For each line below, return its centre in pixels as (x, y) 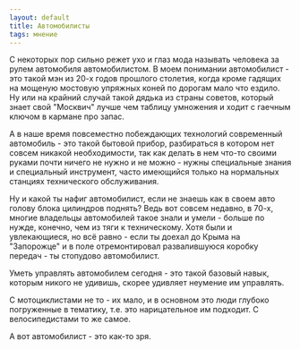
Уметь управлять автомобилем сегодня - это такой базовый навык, (139, 273)
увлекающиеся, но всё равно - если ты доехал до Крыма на (125, 237)
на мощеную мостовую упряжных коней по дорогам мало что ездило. (145, 88)
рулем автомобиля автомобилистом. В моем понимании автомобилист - (149, 69)
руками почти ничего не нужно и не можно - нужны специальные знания (150, 163)
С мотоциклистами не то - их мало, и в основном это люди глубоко (139, 300)
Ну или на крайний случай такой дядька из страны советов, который (141, 98)
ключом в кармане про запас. (67, 116)
